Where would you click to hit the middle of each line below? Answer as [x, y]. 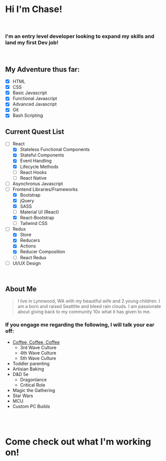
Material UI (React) [39, 212]
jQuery [27, 200]
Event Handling [36, 161]
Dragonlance [33, 379]
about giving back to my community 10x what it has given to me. [84, 312]
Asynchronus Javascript [38, 183]
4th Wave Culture [38, 353]
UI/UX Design [27, 263]
